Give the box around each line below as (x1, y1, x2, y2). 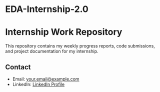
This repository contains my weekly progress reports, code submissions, (5, 43, 155, 49)
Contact (5, 62, 31, 71)
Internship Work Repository (5, 26, 122, 38)
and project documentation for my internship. (5, 48, 98, 54)
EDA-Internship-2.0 (5, 3, 88, 15)
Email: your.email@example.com (12, 76, 79, 82)
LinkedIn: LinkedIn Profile (12, 81, 65, 87)
